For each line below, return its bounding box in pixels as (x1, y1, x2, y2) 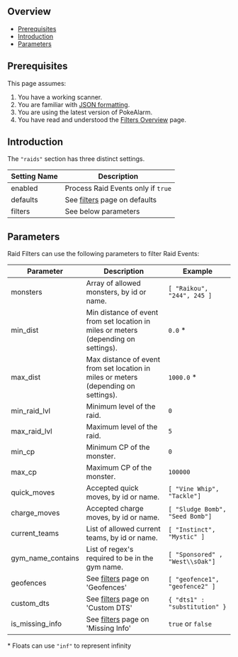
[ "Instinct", (168, 526, 216, 534)
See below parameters (64, 206, 140, 216)
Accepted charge (86, 504, 144, 514)
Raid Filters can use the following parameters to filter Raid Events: (7, 250, 200, 258)
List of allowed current (86, 524, 161, 534)
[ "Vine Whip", (168, 485, 220, 493)
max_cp (11, 468, 37, 477)
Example (183, 266, 213, 276)
